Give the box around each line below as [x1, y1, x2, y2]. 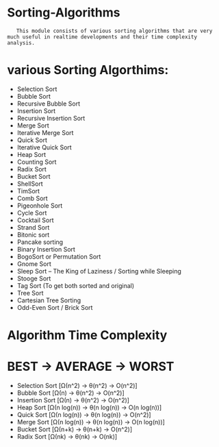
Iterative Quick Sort [16, 143, 72, 152]
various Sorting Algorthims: [7, 62, 169, 78]
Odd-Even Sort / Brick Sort [16, 303, 93, 311]
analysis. [7, 39, 36, 46]
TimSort [16, 186, 40, 195]
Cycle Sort [16, 208, 47, 217]
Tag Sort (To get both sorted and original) [16, 281, 135, 289]
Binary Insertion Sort [16, 245, 75, 253]
